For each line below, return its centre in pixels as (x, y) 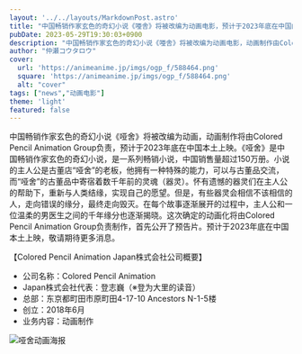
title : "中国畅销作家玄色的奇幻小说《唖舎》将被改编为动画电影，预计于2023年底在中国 (151, 26)
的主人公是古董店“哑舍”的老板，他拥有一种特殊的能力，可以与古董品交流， (147, 170)
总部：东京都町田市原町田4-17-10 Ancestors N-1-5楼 (120, 299)
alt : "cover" (42, 85)
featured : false (40, 110)
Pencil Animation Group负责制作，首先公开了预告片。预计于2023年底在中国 (149, 227)
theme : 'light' (38, 101)
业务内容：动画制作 (58, 322)
